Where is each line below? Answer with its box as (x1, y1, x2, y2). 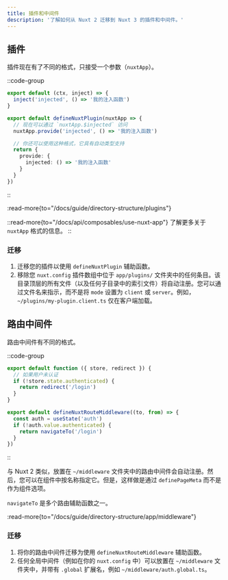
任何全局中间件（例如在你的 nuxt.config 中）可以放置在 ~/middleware (16, 556, 214, 565)
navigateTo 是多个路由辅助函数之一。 (7, 499, 112, 507)
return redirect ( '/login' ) (19, 384, 97, 391)
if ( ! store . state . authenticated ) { (13, 377, 115, 384)
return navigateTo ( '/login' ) (19, 428, 103, 435)
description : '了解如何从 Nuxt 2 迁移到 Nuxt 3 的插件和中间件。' (7, 16, 184, 23)
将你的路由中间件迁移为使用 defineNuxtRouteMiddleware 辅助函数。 (16, 548, 205, 556)
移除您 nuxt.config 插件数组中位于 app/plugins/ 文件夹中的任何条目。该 (16, 270, 221, 279)
